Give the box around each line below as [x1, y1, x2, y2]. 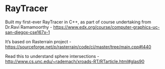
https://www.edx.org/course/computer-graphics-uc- [53, 24, 160, 30]
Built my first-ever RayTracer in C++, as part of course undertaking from [5, 19, 151, 25]
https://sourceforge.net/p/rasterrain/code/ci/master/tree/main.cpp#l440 [5, 44, 151, 50]
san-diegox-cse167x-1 [5, 29, 50, 35]
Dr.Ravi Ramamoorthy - [5, 24, 53, 30]
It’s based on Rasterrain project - [5, 38, 72, 44]
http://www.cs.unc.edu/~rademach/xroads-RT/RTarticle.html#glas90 [5, 58, 145, 64]
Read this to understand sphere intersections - [5, 53, 100, 59]
